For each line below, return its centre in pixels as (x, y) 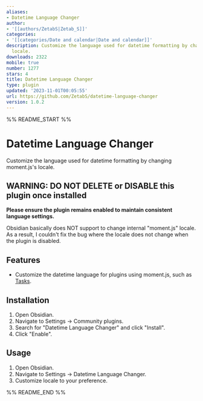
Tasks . (23, 281)
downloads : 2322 (27, 57)
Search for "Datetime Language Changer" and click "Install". (90, 327)
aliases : (17, 12)
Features (23, 260)
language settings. (30, 216)
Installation (28, 300)
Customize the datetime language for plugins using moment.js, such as (103, 275)
